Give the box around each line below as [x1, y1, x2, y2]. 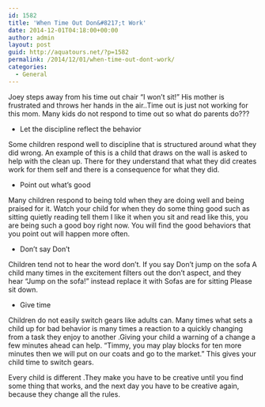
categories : [8, 63, 47, 71]
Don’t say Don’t [19, 244, 70, 254]
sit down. [8, 285, 38, 294]
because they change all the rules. [8, 389, 121, 399]
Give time [19, 300, 51, 309]
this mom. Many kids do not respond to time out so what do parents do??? [8, 108, 250, 119]
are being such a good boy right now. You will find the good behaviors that [8, 220, 251, 230]
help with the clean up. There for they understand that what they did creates [8, 156, 257, 166]
